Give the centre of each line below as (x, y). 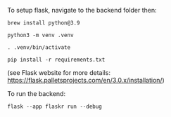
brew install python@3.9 (44, 23)
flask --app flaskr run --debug (55, 106)
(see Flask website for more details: (59, 73)
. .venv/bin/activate (39, 48)
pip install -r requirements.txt (56, 60)
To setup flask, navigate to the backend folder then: (82, 10)
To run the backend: (36, 94)
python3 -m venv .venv (40, 35)
